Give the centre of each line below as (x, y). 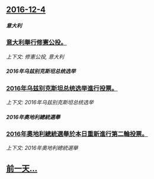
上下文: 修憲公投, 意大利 (35, 56)
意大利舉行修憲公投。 (36, 43)
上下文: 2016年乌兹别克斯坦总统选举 (50, 103)
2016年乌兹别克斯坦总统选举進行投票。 (62, 88)
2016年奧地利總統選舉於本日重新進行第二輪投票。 (77, 134)
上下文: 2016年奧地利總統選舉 (42, 148)
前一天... (22, 168)
